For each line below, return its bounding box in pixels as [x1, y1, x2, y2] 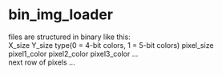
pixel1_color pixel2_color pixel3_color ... [8, 49, 139, 58]
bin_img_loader [8, 6, 114, 24]
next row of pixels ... [8, 57, 75, 67]
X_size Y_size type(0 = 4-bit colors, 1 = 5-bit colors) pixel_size [8, 40, 214, 49]
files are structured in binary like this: [8, 32, 131, 41]
